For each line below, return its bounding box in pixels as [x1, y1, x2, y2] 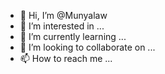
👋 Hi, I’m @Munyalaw [19, 10, 108, 21]
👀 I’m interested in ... [19, 20, 105, 32]
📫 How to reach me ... [19, 53, 113, 64]
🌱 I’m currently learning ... [19, 31, 127, 42]
